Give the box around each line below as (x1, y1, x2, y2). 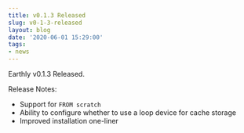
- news (8, 48, 30, 56)
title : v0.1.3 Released (8, 11, 86, 20)
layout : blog (8, 26, 51, 34)
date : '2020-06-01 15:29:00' (8, 33, 104, 41)
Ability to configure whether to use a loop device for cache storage (19, 108, 237, 117)
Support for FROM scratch (19, 99, 101, 109)
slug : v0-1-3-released (8, 19, 82, 27)
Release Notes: (8, 84, 57, 94)
